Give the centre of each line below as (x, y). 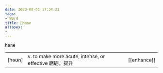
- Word (12, 18)
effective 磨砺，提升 (50, 63)
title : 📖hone (18, 23)
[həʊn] (15, 60)
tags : (10, 14)
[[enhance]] (142, 60)
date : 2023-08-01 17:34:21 (32, 9)
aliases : (14, 27)
